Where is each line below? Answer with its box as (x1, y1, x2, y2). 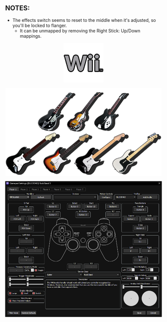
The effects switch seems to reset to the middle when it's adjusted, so (12, 17, 157, 23)
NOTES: (5, 4, 30, 12)
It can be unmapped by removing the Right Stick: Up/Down (19, 27, 141, 34)
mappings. (19, 33, 42, 39)
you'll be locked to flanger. (12, 22, 67, 28)
